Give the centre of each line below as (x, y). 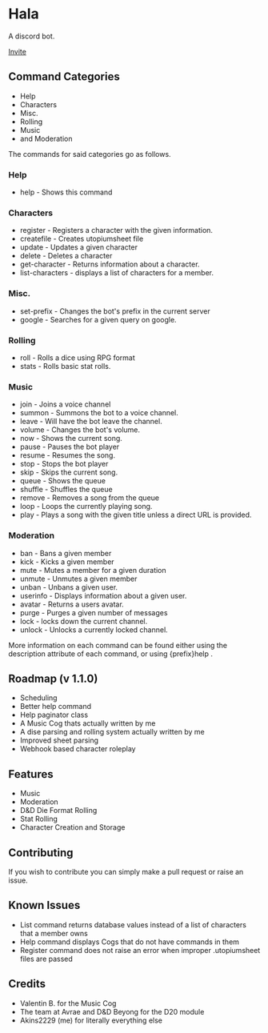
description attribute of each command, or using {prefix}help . (111, 654)
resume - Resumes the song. (68, 455)
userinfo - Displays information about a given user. (103, 595)
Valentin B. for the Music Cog (68, 1003)
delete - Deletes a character (66, 256)
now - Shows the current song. (71, 438)
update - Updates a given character (79, 247)
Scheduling (38, 698)
